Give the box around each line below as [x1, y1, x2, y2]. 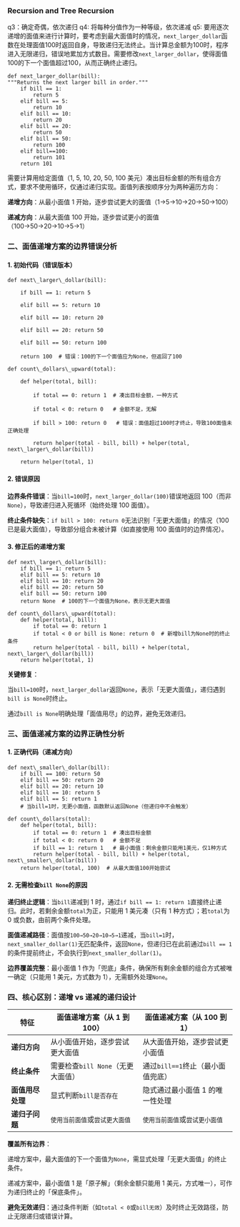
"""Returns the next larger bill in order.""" [7, 79, 149, 86]
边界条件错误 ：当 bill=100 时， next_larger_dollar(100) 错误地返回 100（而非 [7, 491, 232, 500]
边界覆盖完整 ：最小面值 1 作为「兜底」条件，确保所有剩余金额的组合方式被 [7, 963, 226, 973]
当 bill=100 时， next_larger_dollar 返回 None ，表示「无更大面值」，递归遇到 [7, 685, 226, 693]
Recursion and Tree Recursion [7, 6, 114, 16]
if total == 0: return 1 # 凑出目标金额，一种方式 [33, 392, 179, 399]
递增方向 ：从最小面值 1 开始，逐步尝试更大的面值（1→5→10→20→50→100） [7, 198, 232, 206]
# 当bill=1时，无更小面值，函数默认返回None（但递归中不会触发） [20, 803, 191, 810]
